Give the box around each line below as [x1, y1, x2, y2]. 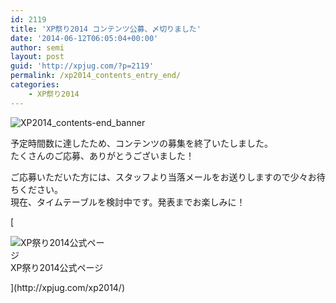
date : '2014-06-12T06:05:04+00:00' [10, 33, 159, 43]
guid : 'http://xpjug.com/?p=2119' [10, 61, 155, 71]
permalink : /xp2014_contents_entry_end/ [10, 71, 182, 81]
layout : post [10, 52, 65, 62]
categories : [10, 80, 60, 90]
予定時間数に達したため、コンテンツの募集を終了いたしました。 [10, 137, 273, 149]
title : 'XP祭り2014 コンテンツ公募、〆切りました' [10, 24, 202, 34]
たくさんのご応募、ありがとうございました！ [10, 149, 195, 161]
